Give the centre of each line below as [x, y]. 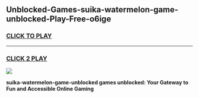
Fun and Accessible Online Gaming [50, 88]
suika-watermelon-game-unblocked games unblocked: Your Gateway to [97, 82]
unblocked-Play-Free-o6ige [59, 19]
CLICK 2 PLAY [27, 58]
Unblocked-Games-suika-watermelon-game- [92, 10]
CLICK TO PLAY [29, 36]
